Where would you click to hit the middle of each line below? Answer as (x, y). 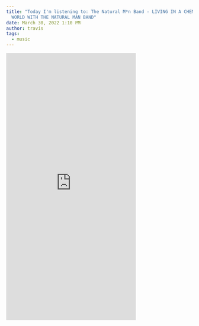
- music (21, 39)
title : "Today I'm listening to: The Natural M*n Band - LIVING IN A (94, 12)
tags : (13, 34)
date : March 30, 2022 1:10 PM (44, 23)
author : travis (25, 28)
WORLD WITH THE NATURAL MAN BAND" (54, 17)
